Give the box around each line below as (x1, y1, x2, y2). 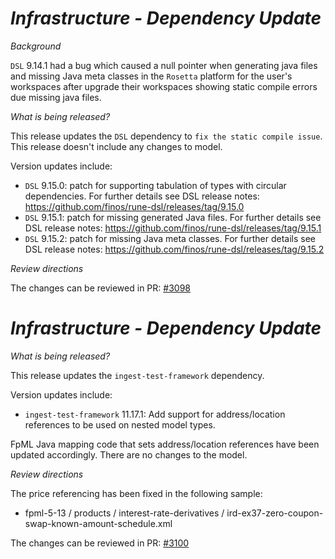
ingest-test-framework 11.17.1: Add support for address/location (24, 408, 286, 420)
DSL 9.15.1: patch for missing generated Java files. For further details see (24, 211, 322, 223)
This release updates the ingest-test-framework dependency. (10, 369, 265, 381)
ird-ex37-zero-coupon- (226, 507, 324, 519)
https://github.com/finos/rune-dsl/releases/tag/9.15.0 (24, 200, 245, 212)
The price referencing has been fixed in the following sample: (10, 487, 263, 499)
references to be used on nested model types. (24, 418, 216, 431)
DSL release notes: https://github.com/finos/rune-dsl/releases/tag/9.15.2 (24, 243, 325, 255)
